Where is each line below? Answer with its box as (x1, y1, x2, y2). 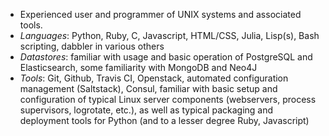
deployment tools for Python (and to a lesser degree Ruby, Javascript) (19, 115, 310, 126)
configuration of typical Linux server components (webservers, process (19, 94, 317, 105)
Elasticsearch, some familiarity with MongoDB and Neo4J (19, 62, 258, 73)
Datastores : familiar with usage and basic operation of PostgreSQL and (19, 51, 313, 63)
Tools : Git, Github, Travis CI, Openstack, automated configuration (19, 72, 289, 84)
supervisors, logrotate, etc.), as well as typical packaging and (19, 104, 274, 116)
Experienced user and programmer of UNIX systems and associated (19, 9, 302, 20)
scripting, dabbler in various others (19, 40, 165, 52)
